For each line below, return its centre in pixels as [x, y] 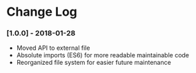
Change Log [42, 12]
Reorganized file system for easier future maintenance [94, 63]
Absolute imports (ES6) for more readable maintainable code [103, 55]
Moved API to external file [53, 48]
